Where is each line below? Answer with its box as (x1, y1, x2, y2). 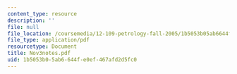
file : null (7, 23, 39, 30)
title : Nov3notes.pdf (7, 50, 71, 57)
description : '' (7, 17, 55, 24)
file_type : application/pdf (7, 37, 90, 44)
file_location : (7, 30, 52, 37)
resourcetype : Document (7, 43, 78, 50)
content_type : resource (7, 10, 78, 18)
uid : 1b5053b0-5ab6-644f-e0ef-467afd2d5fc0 (7, 56, 138, 63)
